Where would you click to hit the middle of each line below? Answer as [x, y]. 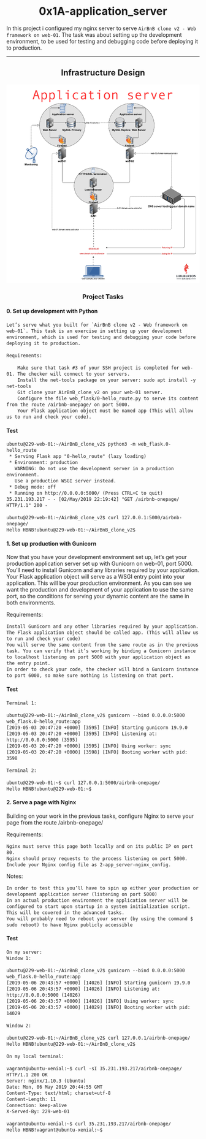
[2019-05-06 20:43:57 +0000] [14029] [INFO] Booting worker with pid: [98, 1008]
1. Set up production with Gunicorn [51, 543]
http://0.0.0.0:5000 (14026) [44, 995]
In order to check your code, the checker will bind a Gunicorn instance [103, 669]
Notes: [15, 876]
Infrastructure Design [103, 73]
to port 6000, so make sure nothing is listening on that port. [90, 676]
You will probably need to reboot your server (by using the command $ [100, 919]
